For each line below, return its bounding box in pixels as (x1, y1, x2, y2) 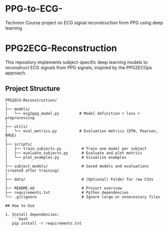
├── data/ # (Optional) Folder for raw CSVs (5, 177, 154, 182)
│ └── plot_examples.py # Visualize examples (5, 155, 127, 160)
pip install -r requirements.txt (12, 220, 82, 226)
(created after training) (5, 168, 59, 173)
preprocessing (5, 115, 35, 121)
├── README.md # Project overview (5, 185, 122, 191)
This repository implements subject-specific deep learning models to (5, 59, 148, 65)
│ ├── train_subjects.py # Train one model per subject (5, 146, 147, 151)
